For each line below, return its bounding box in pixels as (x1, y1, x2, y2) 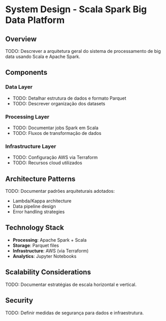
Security (5, 296, 33, 305)
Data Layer (5, 83, 33, 91)
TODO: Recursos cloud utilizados (12, 160, 82, 166)
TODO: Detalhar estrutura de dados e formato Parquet (12, 95, 126, 101)
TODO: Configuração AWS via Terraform (12, 154, 98, 161)
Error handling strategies (12, 209, 65, 215)
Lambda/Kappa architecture (12, 198, 72, 204)
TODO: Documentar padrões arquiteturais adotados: (5, 188, 115, 194)
